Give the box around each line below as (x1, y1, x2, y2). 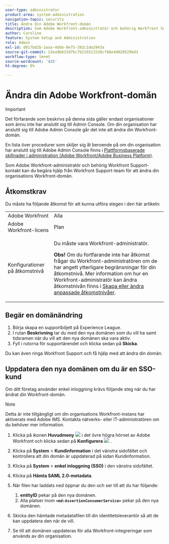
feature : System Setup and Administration (5, 36, 96, 41)
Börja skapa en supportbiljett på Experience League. (12, 324, 122, 330)
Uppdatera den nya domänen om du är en (5, 365, 137, 373)
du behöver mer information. (5, 421, 64, 428)
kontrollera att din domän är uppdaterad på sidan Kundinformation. (12, 453, 151, 459)
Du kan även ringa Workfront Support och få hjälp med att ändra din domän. (5, 350, 163, 356)
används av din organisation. (12, 533, 72, 539)
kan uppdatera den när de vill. (12, 518, 75, 524)
